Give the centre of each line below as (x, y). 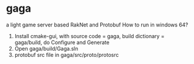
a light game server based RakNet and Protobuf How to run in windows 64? (97, 25)
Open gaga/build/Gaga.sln (46, 48)
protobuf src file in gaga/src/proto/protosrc (67, 55)
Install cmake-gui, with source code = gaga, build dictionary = (89, 36)
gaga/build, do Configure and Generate (62, 42)
